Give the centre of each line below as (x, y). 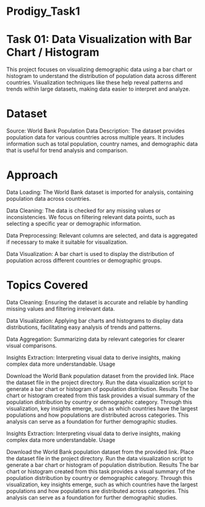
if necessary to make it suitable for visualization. (67, 242)
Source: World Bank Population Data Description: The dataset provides (96, 131)
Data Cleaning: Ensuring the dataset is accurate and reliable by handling (97, 302)
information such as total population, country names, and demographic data (102, 144)
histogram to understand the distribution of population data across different (102, 76)
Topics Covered (47, 285)
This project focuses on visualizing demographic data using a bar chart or (99, 69)
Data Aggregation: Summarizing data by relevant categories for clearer (96, 339)
